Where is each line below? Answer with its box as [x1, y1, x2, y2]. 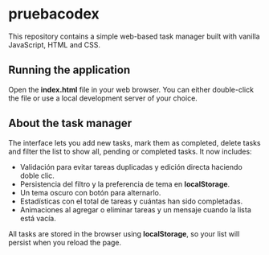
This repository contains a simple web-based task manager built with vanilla [8, 31, 260, 41]
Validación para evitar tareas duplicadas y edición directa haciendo [19, 162, 243, 171]
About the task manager [8, 117, 132, 130]
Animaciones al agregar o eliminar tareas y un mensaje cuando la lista [19, 204, 251, 214]
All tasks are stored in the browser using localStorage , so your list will [8, 228, 240, 238]
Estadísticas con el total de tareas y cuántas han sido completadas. [19, 196, 243, 206]
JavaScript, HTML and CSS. [8, 39, 101, 49]
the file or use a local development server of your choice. [8, 93, 198, 103]
